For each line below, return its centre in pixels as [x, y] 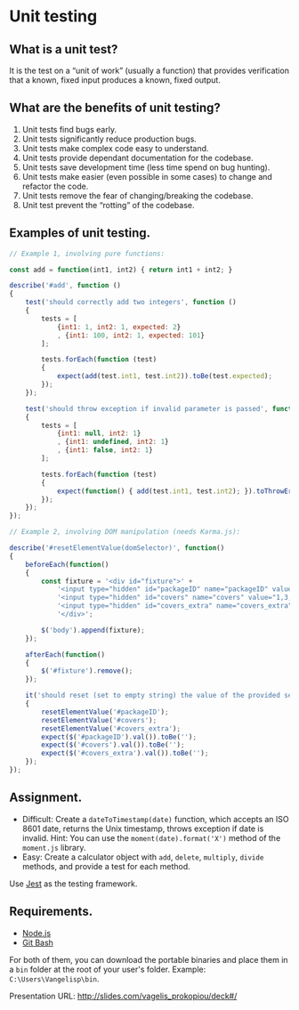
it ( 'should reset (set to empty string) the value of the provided [153, 696]
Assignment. [46, 798]
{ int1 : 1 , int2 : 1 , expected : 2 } [119, 327]
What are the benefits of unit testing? [115, 108]
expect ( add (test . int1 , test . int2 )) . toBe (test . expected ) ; [165, 376]
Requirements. [51, 912]
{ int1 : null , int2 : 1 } [99, 433]
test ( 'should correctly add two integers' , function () [131, 303]
